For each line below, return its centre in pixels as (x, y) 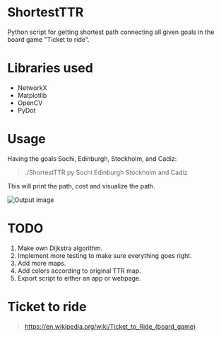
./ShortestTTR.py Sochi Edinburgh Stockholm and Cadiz (106, 172)
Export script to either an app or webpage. (79, 278)
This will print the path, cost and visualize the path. (81, 186)
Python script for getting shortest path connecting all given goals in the (111, 32)
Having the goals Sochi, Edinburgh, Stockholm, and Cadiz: (92, 158)
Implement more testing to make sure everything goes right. (104, 255)
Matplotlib (32, 95)
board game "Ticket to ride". (48, 39)
